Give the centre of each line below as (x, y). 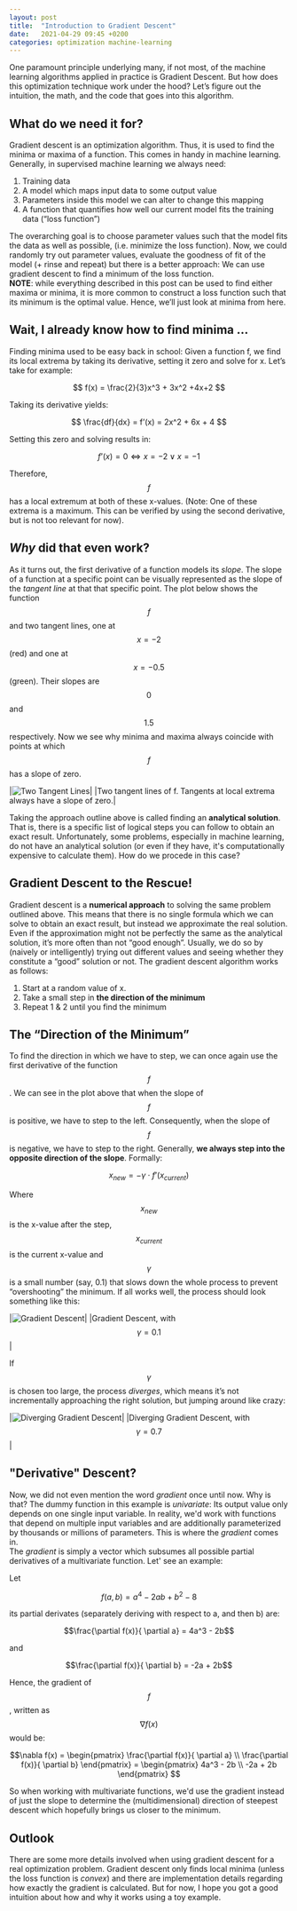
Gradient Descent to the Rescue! (101, 883)
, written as (30, 1710)
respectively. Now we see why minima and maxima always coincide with (141, 736)
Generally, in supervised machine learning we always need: (117, 164)
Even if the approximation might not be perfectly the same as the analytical (146, 932)
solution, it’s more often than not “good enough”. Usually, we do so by (136, 942)
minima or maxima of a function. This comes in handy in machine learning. (145, 155)
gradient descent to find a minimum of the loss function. (112, 274)
